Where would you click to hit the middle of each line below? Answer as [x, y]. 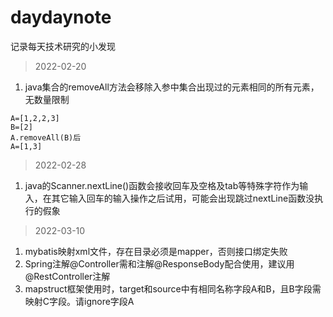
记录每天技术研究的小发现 [63, 46]
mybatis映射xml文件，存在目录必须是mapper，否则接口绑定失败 [156, 251]
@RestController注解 [67, 276]
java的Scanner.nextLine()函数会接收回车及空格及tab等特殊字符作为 [162, 185]
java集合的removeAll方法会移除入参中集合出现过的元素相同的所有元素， [172, 87]
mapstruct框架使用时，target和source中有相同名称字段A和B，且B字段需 [173, 288]
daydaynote [61, 17]
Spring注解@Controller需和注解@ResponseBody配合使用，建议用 [159, 263]
